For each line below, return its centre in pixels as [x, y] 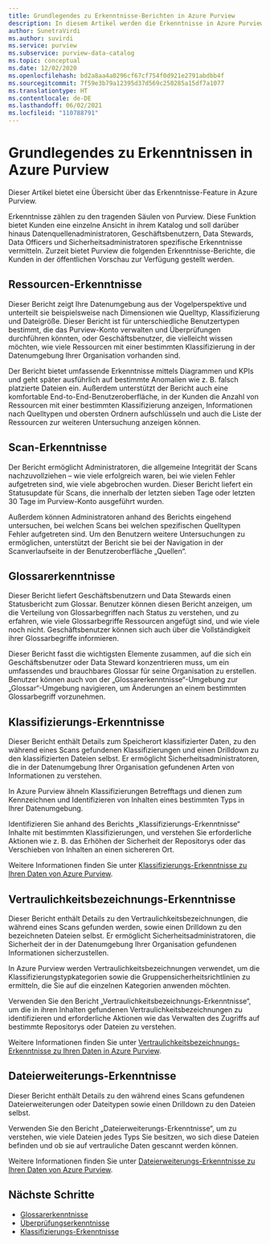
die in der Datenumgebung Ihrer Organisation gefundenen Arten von [121, 767]
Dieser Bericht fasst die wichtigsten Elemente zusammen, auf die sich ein [130, 654]
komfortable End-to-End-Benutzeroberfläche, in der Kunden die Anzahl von [133, 396]
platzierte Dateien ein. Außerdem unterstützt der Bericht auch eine [119, 388]
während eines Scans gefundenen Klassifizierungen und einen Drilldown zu [134, 750]
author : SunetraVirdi [45, 31]
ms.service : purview [43, 46]
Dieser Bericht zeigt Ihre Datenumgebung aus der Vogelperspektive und [127, 304]
